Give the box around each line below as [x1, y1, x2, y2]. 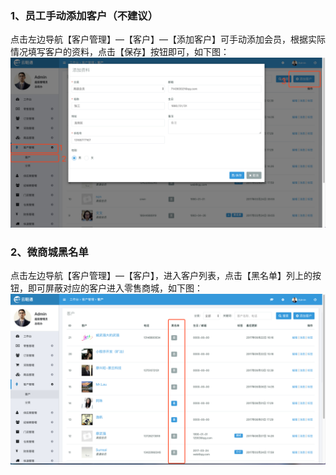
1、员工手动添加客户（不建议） [10, 8, 159, 22]
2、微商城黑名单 [10, 245, 89, 259]
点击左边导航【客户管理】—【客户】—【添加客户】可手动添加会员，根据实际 [10, 33, 326, 46]
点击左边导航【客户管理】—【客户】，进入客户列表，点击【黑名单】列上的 [10, 270, 313, 282]
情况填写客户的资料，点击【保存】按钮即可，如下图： [10, 46, 230, 58]
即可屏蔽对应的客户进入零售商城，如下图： [27, 282, 203, 294]
